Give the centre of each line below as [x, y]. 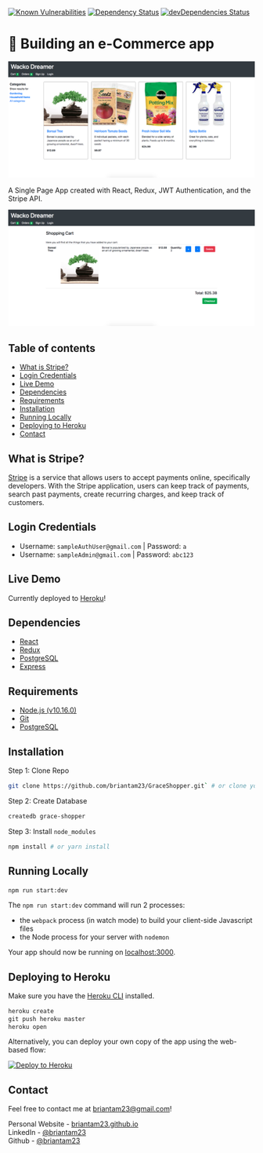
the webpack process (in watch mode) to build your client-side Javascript [136, 921]
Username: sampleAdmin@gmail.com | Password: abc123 [106, 555]
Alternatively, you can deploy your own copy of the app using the [113, 1041]
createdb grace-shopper [47, 816]
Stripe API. [25, 198]
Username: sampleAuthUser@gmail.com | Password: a [103, 546]
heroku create [31, 1012]
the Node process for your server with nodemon [94, 937]
